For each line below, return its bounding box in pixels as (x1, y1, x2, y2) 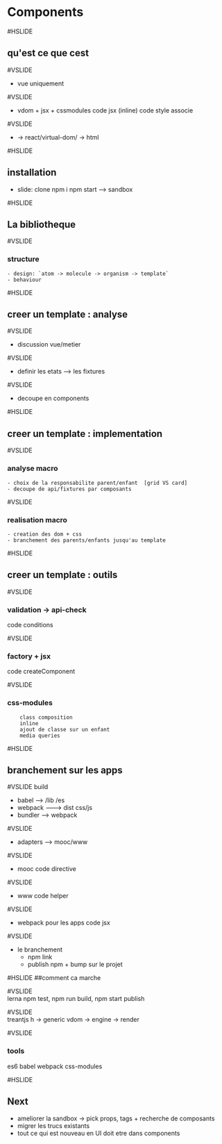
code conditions (7, 621, 53, 629)
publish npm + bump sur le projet (27, 960, 123, 969)
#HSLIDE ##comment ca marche (7, 974, 101, 982)
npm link (27, 953, 53, 961)
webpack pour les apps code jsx (17, 918, 111, 927)
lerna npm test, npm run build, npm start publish (7, 995, 145, 1003)
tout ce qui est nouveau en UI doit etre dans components (17, 1129, 180, 1137)
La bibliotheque (7, 218, 76, 230)
